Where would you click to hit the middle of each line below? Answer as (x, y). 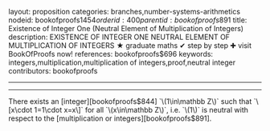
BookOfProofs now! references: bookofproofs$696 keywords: (111, 54)
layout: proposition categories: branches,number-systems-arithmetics (125, 12)
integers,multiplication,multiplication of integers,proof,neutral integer (122, 62)
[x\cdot (20, 110)
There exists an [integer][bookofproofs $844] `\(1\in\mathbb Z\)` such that (130, 101)
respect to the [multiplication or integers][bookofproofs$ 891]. (110, 118)
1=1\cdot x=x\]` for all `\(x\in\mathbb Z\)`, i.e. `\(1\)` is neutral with (141, 110)
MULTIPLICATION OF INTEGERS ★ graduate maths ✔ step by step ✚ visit (130, 46)
